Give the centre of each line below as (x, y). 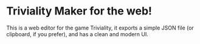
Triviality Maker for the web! (79, 11)
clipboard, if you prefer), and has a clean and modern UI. (78, 34)
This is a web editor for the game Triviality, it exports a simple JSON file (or (100, 28)
